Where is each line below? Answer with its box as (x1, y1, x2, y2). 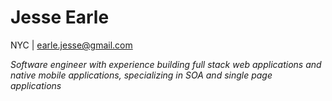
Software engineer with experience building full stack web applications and (10, 58, 322, 70)
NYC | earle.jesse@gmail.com (10, 39, 133, 51)
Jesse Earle (10, 6, 110, 29)
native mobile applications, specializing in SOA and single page (10, 69, 273, 81)
